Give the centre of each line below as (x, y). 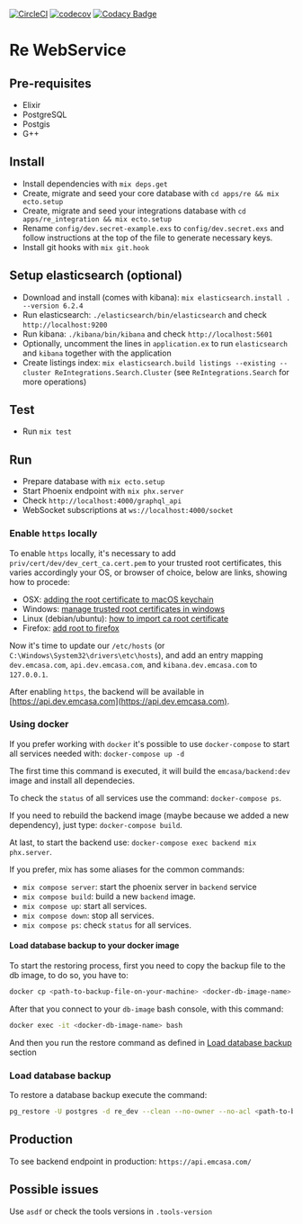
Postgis (36, 124)
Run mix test (47, 431)
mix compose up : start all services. (84, 905)
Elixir (31, 105)
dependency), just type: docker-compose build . (96, 824)
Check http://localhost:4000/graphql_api (102, 500)
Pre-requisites (50, 83)
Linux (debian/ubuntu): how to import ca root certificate (125, 618)
